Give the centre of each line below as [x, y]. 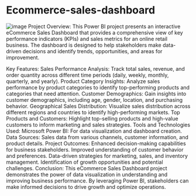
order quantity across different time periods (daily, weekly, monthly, [87, 75]
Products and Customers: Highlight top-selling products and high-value [92, 118]
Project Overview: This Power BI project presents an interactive [104, 26]
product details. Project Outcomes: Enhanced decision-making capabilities [96, 143]
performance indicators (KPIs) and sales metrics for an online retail [87, 39]
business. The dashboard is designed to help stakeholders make [84, 45]
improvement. [23, 57]
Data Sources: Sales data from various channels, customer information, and [97, 137]
